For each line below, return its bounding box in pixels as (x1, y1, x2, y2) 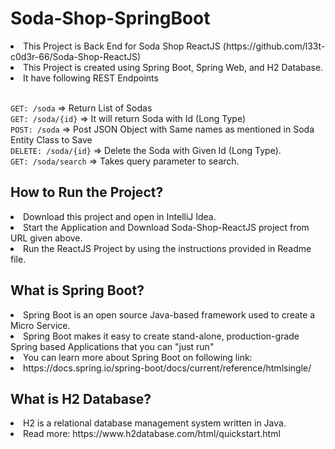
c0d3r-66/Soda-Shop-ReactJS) (10, 50, 142, 62)
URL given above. (10, 232, 83, 244)
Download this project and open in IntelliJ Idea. (23, 210, 217, 222)
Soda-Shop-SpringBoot (10, 7, 211, 30)
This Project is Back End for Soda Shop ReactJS (23, 40, 221, 52)
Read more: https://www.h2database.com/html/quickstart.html (23, 428, 281, 440)
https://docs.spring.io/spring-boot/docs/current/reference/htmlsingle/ (23, 362, 312, 374)
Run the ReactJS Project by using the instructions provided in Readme (23, 242, 312, 254)
